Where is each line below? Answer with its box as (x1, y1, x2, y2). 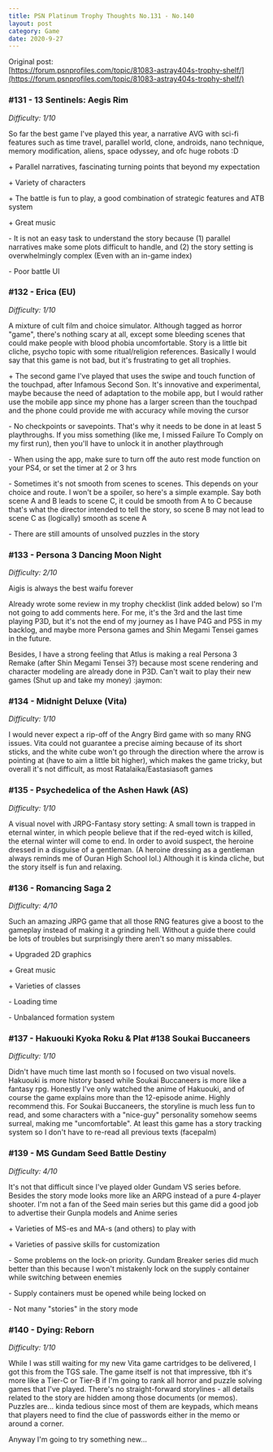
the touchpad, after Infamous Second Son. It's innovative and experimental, (8, 379, 262, 389)
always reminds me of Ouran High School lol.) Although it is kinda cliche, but (8, 853, 265, 863)
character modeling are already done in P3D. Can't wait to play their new (8, 667, 252, 677)
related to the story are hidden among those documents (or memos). (8, 1393, 238, 1402)
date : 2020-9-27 (8, 34, 63, 43)
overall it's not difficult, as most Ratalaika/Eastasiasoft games (8, 765, 214, 774)
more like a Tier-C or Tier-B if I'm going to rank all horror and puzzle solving (8, 1375, 262, 1385)
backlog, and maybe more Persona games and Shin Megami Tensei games (8, 625, 258, 635)
